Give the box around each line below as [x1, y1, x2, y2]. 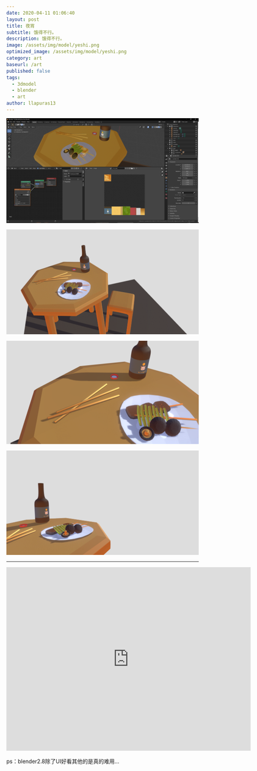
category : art [6, 55, 43, 61]
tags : [6, 74, 20, 81]
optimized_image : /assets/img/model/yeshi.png [6, 49, 127, 55]
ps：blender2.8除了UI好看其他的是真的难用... [6, 758, 120, 765]
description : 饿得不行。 [6, 35, 65, 42]
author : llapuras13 [6, 100, 56, 106]
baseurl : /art [6, 61, 43, 67]
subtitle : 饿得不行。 [6, 29, 57, 35]
